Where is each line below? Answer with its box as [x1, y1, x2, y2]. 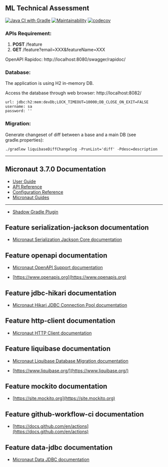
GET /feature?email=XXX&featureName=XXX [12, 47, 105, 53]
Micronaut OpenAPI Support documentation [12, 265, 103, 271]
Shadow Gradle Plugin [12, 208, 58, 215]
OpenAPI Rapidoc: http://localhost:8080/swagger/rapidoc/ [5, 56, 126, 62]
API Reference [12, 183, 42, 190]
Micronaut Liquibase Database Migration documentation [12, 358, 128, 364]
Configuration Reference [12, 189, 63, 195]
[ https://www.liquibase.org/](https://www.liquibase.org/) [12, 368, 129, 374]
